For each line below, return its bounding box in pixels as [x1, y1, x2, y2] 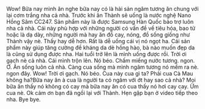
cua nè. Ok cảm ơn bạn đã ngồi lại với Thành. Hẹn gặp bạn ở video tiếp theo [6, 90, 198, 96]
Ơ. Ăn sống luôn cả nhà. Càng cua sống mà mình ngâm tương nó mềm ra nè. [6, 63, 199, 71]
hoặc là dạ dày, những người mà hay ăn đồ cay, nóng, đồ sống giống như [6, 31, 190, 38]
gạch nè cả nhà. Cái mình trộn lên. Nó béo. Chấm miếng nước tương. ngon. [6, 57, 195, 64]
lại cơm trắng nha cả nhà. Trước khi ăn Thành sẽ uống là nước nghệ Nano [6, 12, 192, 19]
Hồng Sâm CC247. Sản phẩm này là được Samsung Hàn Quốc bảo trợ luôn [6, 18, 194, 25]
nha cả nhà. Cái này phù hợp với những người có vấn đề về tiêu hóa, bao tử [6, 24, 196, 32]
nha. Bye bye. [6, 96, 41, 103]
